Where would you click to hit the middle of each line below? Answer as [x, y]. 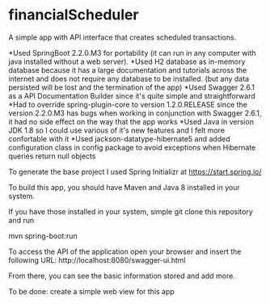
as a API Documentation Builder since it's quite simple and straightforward [132, 95]
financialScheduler [74, 15]
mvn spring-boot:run [43, 235]
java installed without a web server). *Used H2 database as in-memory [127, 61]
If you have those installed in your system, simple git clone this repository [131, 211]
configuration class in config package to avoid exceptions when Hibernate [132, 147]
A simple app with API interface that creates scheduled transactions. [122, 37]
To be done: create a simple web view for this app [92, 291]
